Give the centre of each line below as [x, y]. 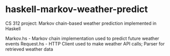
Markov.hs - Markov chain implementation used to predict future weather [82, 38]
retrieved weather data [29, 49]
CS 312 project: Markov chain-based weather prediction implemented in [81, 23]
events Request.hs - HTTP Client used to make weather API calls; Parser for [85, 43]
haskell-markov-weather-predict [77, 9]
